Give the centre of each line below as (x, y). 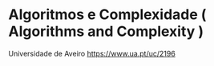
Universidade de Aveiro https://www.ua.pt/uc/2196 (92, 53)
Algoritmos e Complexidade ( (107, 15)
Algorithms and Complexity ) (106, 31)
